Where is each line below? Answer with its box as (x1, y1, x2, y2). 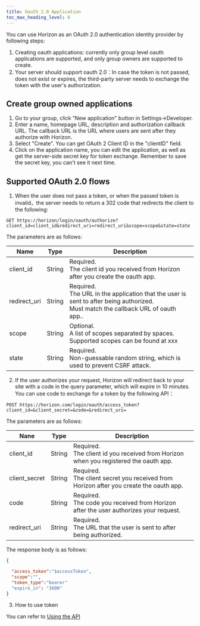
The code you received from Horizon (73, 499, 177, 507)
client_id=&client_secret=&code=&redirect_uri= (6, 407, 127, 413)
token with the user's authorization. (14, 81, 102, 88)
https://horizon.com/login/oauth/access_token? (19, 402, 140, 408)
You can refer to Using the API (6, 613, 80, 620)
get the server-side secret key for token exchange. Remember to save (14, 153, 187, 160)
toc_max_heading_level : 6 (6, 14, 70, 20)
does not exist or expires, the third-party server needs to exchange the (14, 75, 189, 82)
